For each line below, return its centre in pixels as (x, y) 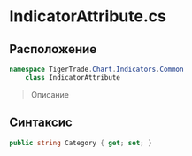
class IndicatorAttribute (73, 77)
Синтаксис (41, 123)
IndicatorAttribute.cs (88, 16)
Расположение (53, 49)
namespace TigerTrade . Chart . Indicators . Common (96, 69)
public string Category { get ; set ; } (81, 143)
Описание (50, 94)
